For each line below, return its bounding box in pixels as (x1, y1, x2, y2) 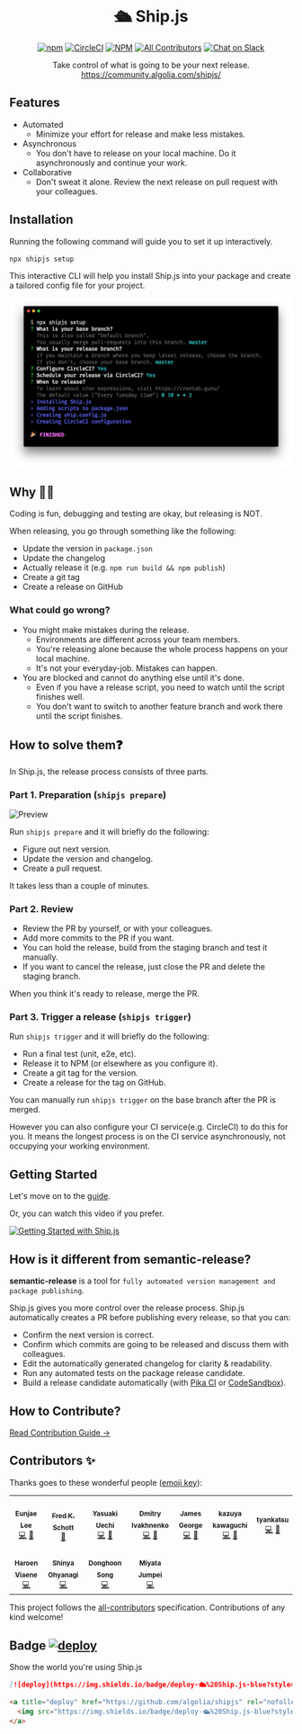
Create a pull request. (22, 863, 103, 873)
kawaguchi (212, 1521, 248, 1531)
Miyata (138, 1559, 162, 1569)
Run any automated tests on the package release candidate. (22, 1368, 245, 1379)
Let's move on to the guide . (9, 1191, 111, 1202)
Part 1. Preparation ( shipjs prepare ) (9, 788, 167, 800)
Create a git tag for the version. (22, 1068, 138, 1078)
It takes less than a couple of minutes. (9, 880, 150, 890)
